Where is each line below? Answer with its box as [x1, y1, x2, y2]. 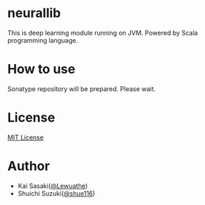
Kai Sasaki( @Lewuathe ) [17, 182, 88, 190]
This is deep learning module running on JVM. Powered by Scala [7, 28, 199, 37]
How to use [7, 61, 76, 78]
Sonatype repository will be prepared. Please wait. [7, 84, 156, 93]
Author [7, 158, 50, 174]
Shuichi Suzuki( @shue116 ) [17, 189, 96, 197]
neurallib [7, 5, 61, 21]
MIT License [7, 133, 44, 142]
